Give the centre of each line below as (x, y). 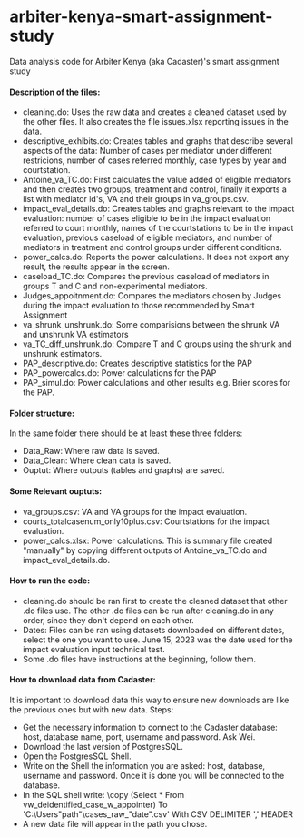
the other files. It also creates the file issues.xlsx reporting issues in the (155, 122)
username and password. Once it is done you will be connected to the (153, 775)
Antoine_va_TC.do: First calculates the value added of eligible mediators (157, 180)
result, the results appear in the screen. (96, 267)
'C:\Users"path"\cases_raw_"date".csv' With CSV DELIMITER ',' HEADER (157, 814)
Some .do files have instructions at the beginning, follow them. (139, 659)
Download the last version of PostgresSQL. (103, 746)
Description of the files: (55, 92)
